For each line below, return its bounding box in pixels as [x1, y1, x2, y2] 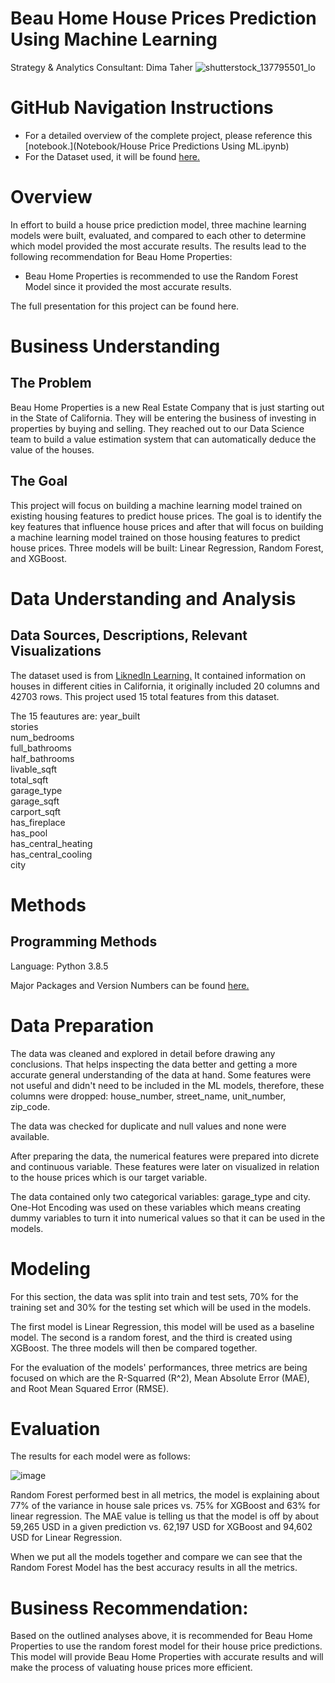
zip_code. [10, 1100, 51, 1112]
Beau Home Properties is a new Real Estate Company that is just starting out [10, 401, 325, 413]
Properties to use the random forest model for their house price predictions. [10, 1640, 323, 1652]
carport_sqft [10, 805, 62, 817]
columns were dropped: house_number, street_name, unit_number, [10, 1090, 287, 1102]
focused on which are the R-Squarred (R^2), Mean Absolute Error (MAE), [10, 1372, 310, 1384]
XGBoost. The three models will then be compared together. [10, 1342, 258, 1354]
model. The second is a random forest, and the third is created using [10, 1331, 293, 1343]
